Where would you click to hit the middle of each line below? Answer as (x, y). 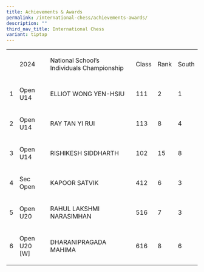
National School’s (75, 60)
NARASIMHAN (71, 217)
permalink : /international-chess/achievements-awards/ (77, 18)
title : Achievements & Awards (45, 12)
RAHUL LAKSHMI (75, 209)
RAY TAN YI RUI (73, 124)
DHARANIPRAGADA (78, 242)
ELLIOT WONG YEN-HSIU (87, 94)
